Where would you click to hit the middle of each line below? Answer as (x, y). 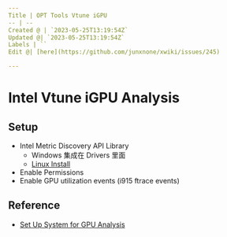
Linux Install (51, 164)
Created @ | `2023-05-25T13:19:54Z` (68, 30)
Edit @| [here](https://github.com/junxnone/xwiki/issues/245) (114, 52)
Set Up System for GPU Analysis (72, 224)
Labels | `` (28, 45)
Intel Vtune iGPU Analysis (94, 98)
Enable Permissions (52, 172)
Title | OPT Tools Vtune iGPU (58, 15)
